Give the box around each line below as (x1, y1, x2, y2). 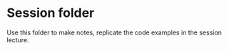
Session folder (6, 5, 95, 21)
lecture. (6, 35, 29, 44)
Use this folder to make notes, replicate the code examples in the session (6, 28, 223, 37)
